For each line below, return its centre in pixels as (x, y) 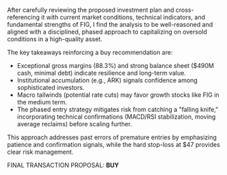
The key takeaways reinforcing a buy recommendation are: (90, 52)
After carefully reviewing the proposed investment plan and (91, 10)
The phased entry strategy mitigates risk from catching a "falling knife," (118, 109)
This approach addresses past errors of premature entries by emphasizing (112, 137)
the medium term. (42, 102)
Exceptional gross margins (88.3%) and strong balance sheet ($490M (115, 66)
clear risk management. (40, 152)
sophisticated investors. (51, 87)
